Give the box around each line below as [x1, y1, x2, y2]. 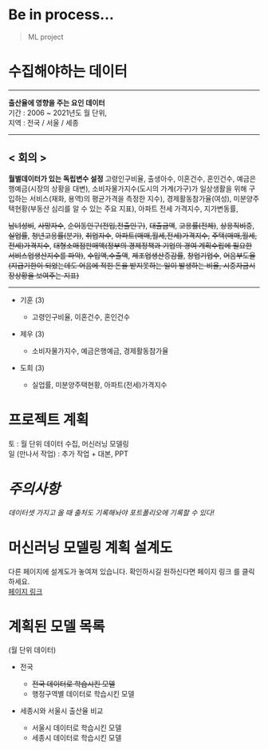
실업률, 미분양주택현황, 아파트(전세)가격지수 [31, 379, 167, 389]
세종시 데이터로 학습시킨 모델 [31, 733, 122, 743]
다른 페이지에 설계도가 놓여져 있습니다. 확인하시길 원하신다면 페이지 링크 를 [8, 566, 241, 576]
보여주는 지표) [35, 270, 80, 280]
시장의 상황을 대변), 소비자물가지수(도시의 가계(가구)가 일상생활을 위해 [30, 184, 247, 193]
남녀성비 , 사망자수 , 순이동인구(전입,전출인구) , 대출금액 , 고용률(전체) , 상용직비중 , [8, 220, 255, 230]
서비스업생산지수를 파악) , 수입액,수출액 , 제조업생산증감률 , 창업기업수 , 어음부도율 [8, 250, 256, 260]
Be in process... [8, 6, 114, 24]
